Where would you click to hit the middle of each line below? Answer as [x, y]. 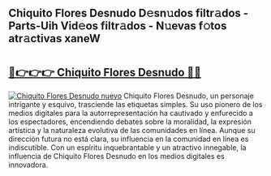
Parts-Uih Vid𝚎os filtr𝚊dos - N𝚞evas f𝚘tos [118, 26]
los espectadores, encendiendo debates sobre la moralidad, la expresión [130, 122]
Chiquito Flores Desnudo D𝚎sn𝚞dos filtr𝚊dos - [129, 13]
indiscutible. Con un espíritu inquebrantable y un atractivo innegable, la [127, 148]
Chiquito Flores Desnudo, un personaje [188, 96]
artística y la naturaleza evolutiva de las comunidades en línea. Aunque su [132, 130]
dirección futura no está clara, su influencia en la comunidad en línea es [129, 139]
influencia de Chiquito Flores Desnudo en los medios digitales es [116, 156]
